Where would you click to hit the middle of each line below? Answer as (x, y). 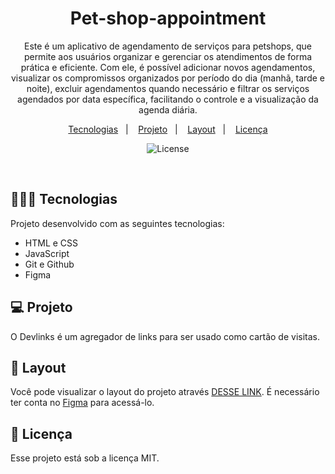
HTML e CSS (51, 243)
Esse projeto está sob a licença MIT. (85, 458)
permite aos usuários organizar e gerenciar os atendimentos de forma (168, 56)
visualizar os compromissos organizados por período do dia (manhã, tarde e (167, 78)
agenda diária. (168, 109)
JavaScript (47, 253)
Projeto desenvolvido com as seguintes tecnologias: (117, 223)
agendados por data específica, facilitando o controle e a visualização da (168, 99)
